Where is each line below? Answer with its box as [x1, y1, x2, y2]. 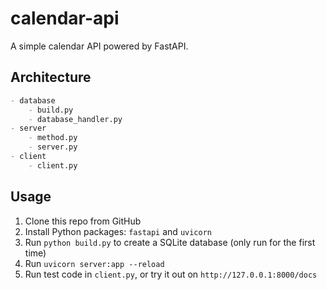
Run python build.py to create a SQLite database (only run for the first [24, 236, 316, 248]
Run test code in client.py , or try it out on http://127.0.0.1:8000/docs [24, 268, 318, 280]
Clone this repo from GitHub [24, 215, 142, 227]
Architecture [10, 69, 92, 86]
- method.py [28, 133, 78, 143]
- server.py [28, 142, 78, 152]
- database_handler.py [28, 114, 123, 124]
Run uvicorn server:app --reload [24, 257, 165, 269]
